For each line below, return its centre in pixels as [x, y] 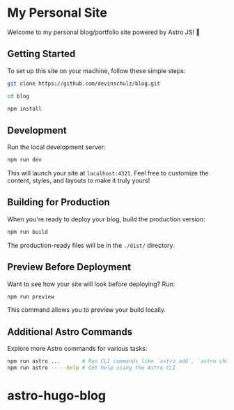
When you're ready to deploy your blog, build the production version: [106, 219]
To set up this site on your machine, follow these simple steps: [96, 70]
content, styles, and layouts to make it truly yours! [79, 181]
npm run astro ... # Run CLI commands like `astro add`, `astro [112, 361]
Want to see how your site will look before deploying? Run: [91, 284]
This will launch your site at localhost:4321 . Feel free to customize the [108, 173]
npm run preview [31, 297]
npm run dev [24, 160]
